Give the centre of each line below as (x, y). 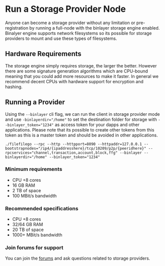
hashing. (14, 87)
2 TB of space (27, 190)
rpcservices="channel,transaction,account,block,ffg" (62, 153)
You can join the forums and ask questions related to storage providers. (78, 258)
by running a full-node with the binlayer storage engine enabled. (95, 28)
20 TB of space (28, 230)
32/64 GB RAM (28, 225)
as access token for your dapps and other (97, 125)
